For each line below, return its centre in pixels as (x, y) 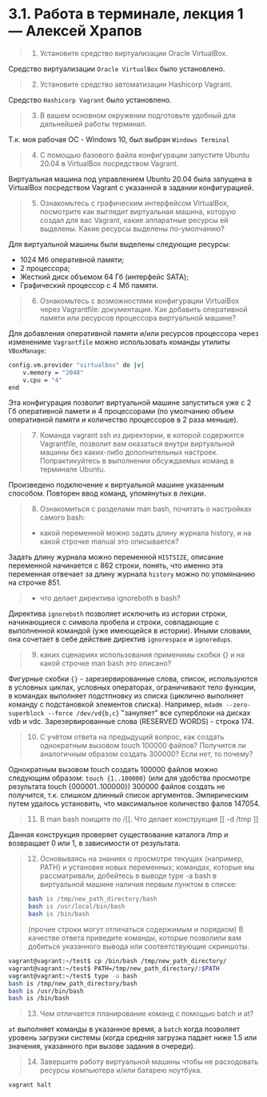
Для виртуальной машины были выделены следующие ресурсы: (119, 244)
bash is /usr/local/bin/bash (76, 907)
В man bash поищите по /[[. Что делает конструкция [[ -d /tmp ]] (149, 820)
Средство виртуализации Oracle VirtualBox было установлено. (117, 68)
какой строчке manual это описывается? (109, 541)
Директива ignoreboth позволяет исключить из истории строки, (118, 613)
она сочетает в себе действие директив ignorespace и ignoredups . (121, 639)
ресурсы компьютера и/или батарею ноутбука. (121, 1071)
